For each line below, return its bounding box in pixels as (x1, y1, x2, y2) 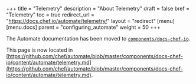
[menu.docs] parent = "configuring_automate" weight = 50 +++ (6, 23, 161, 31)
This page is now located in (6, 46, 73, 53)
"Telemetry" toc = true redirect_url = (6, 11, 94, 18)
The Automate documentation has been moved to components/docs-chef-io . (6, 35, 191, 42)
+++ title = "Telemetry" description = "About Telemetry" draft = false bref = (6, 5, 190, 12)
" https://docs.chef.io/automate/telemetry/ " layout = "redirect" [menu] (6, 18, 175, 24)
